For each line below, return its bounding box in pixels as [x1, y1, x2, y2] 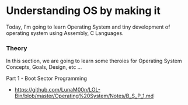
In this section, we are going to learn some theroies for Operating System [6, 57, 182, 65]
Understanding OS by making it [6, 4, 161, 17]
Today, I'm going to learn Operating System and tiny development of [6, 23, 170, 30]
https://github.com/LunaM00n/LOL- [14, 86, 101, 93]
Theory [6, 44, 27, 52]
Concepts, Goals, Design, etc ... [6, 64, 82, 71]
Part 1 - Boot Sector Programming [6, 75, 88, 82]
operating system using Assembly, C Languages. [6, 29, 124, 36]
